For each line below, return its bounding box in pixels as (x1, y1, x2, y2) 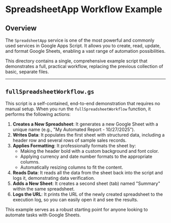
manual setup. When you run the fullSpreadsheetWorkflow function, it (5, 106, 151, 112)
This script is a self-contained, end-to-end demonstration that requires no (5, 100, 160, 106)
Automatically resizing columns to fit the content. (20, 164, 123, 170)
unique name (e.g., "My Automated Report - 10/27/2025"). (12, 126, 135, 133)
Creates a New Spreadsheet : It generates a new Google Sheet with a (12, 121, 159, 127)
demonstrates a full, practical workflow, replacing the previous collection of (5, 63, 163, 69)
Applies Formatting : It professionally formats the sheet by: (12, 142, 136, 148)
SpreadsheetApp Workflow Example (5, 4, 162, 15)
